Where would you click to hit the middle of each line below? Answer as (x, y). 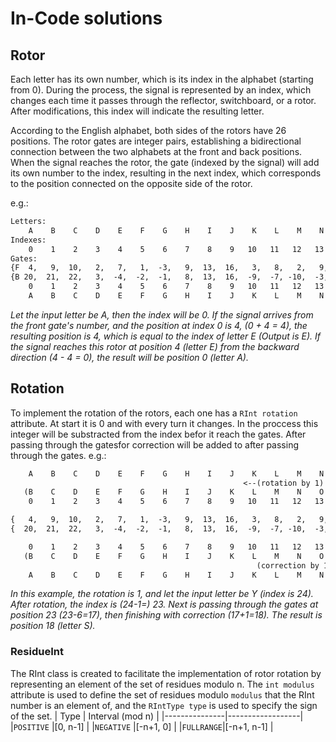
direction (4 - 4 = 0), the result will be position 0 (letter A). (129, 357)
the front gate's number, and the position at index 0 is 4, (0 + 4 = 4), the (159, 325)
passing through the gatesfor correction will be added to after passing (155, 444)
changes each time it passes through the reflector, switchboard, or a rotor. (163, 100)
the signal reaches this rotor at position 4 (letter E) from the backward (155, 346)
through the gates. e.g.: (58, 455)
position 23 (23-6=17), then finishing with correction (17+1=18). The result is (166, 615)
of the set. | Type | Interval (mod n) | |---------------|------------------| (157, 716)
